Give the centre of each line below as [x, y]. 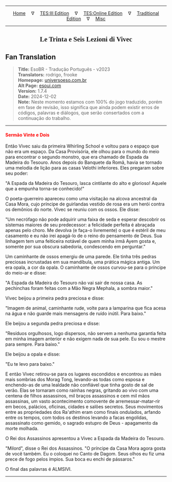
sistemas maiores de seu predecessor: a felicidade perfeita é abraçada [80, 225]
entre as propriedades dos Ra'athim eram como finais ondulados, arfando [83, 412]
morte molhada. [22, 429]
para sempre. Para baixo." [33, 344]
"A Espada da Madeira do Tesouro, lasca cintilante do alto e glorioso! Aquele [86, 183]
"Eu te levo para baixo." [30, 364]
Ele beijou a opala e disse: [33, 354]
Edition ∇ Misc [86, 19]
